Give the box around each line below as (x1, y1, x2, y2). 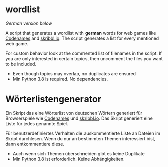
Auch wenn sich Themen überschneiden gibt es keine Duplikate (12, 150, 145, 156)
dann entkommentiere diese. (5, 141, 64, 147)
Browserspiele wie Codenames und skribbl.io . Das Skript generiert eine (5, 115, 153, 121)
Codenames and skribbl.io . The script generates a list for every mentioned (5, 35, 159, 41)
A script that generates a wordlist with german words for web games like (5, 30, 156, 36)
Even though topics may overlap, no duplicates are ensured (12, 70, 136, 76)
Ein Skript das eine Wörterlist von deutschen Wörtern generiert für (5, 110, 142, 116)
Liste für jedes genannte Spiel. (5, 120, 69, 126)
